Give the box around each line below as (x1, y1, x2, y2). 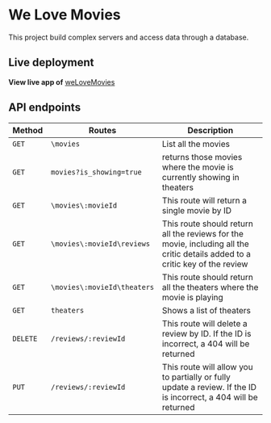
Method (12, 124, 44, 136)
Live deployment (8, 56, 94, 69)
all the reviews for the (161, 228, 244, 239)
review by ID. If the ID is (161, 328, 252, 339)
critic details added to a (161, 248, 252, 259)
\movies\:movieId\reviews (51, 239, 151, 248)
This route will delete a (161, 317, 248, 329)
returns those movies (161, 151, 243, 162)
